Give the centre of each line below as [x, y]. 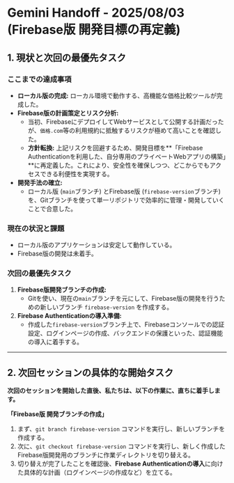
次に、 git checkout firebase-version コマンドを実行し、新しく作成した [121, 446]
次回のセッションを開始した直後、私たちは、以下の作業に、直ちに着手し [111, 390]
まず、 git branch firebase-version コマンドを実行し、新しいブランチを [121, 429]
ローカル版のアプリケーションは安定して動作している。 [96, 245]
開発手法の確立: [40, 182]
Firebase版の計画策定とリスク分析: [68, 113]
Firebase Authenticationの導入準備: [69, 316]
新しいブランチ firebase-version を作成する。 [107, 307]
